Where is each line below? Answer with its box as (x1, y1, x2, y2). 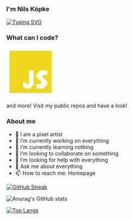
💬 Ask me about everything (15, 162, 83, 170)
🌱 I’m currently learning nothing (15, 143, 94, 151)
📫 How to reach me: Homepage (15, 169, 96, 177)
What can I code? (6, 34, 59, 42)
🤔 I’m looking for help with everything (15, 156, 108, 163)
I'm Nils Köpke (6, 5, 50, 13)
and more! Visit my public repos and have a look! (6, 102, 128, 109)
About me (6, 117, 36, 125)
